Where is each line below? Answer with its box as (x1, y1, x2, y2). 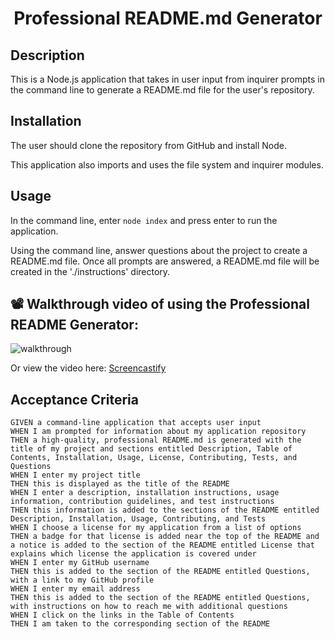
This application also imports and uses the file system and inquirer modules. (10, 158, 324, 171)
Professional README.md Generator (13, 7, 323, 30)
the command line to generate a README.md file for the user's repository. (10, 84, 315, 96)
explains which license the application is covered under (10, 549, 257, 559)
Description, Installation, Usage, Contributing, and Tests (10, 514, 267, 524)
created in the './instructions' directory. (10, 265, 171, 277)
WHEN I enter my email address (10, 584, 141, 594)
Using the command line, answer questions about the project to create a (10, 244, 308, 256)
